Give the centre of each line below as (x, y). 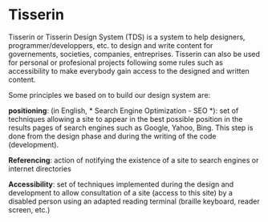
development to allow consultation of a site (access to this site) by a (120, 192)
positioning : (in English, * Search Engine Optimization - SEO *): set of (124, 111)
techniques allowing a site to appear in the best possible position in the (126, 119)
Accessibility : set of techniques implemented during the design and (121, 184)
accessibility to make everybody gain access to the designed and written (129, 71)
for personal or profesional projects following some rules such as (116, 63)
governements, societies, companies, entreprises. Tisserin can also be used (134, 54)
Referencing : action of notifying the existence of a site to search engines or (134, 160)
